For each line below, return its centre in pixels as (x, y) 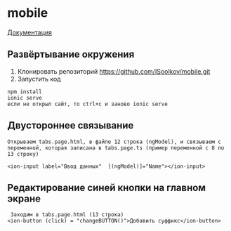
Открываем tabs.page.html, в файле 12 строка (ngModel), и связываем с (114, 142)
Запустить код (39, 79)
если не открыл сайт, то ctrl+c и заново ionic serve (88, 104)
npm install (25, 92)
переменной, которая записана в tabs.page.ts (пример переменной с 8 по (116, 148)
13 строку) (23, 154)
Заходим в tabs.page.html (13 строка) (67, 215)
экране (24, 198)
